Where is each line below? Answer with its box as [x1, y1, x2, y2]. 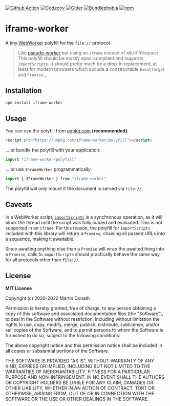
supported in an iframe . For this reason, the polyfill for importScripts [5, 225, 151, 231]
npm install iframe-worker [5, 100, 63, 105]
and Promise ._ [17, 71, 47, 78]
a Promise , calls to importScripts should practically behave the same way [5, 251, 160, 257]
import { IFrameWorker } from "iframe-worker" [5, 176, 107, 182]
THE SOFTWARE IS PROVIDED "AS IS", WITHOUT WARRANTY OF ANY [5, 357, 155, 364]
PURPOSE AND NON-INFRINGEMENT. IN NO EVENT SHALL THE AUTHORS [5, 374, 165, 380]
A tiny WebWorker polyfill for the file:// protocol [5, 40, 110, 46]
